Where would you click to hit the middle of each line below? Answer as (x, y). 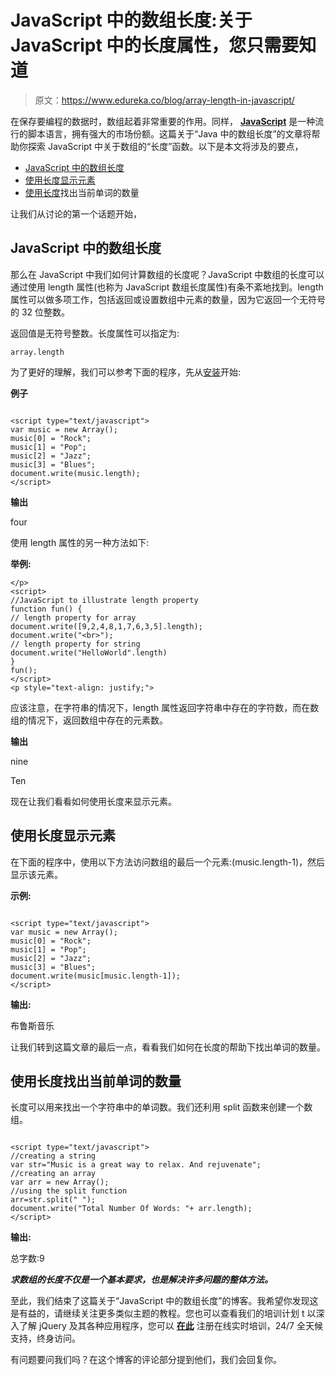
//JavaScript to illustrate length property (104, 600)
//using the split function (69, 1191)
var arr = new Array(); (60, 1182)
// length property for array (73, 617)
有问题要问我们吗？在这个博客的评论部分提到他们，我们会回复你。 (146, 1360)
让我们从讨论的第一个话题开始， (76, 213)
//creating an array (53, 1174)
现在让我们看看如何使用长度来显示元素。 (93, 801)
